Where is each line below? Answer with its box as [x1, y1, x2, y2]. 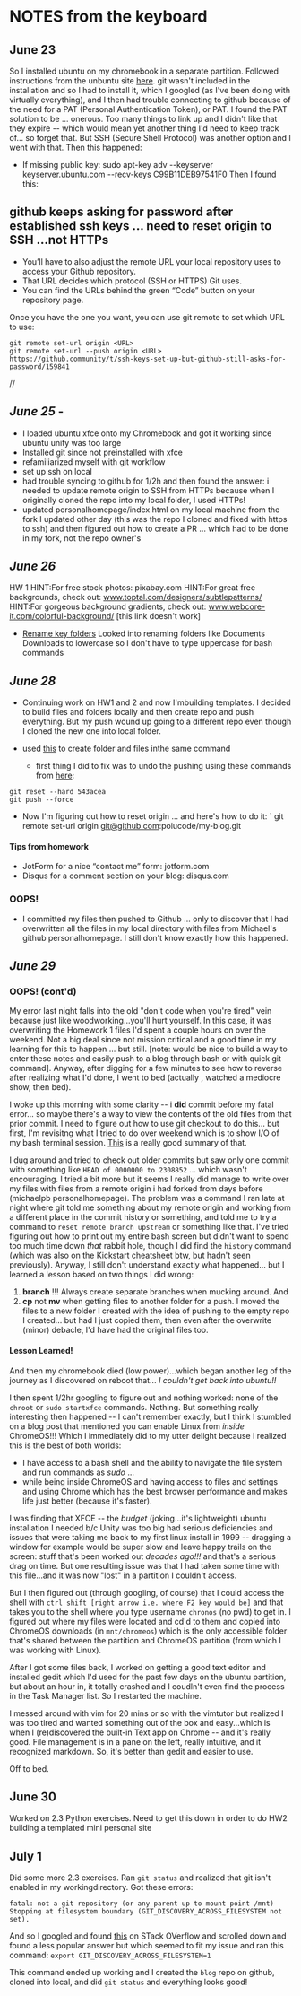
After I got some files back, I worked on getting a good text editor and [9, 1661, 267, 1672]
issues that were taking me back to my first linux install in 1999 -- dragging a [9, 1531, 292, 1542]
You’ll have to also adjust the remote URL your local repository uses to [21, 256, 282, 266]
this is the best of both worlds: [9, 1440, 122, 1451]
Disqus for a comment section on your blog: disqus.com [21, 870, 230, 881]
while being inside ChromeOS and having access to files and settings [21, 1476, 279, 1486]
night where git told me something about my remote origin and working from [9, 1202, 291, 1213]
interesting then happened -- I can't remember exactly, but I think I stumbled [9, 1411, 292, 1422]
